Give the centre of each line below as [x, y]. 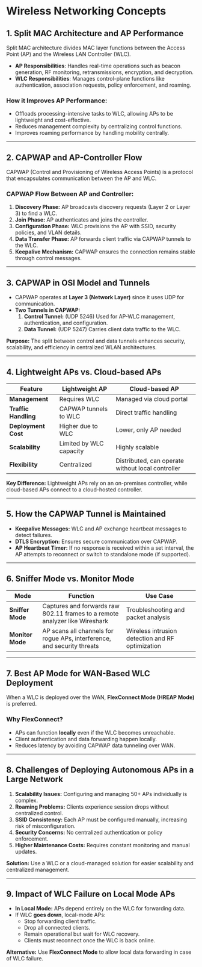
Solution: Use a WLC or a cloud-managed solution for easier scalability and [100, 863]
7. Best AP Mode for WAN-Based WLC [78, 673]
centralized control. [39, 813]
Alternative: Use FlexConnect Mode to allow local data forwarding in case [99, 952]
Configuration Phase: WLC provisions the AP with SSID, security [95, 226]
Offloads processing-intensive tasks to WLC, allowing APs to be [94, 114]
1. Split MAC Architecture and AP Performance [95, 33]
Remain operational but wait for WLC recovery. [82, 934]
